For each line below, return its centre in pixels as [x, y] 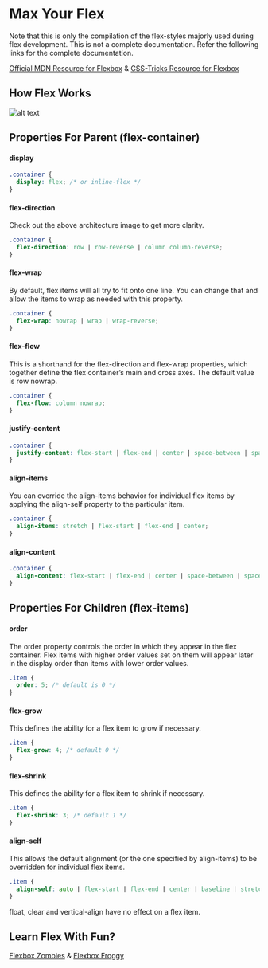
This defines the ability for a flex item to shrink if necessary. [107, 794]
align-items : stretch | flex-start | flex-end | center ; [113, 527]
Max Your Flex [57, 14]
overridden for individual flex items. [67, 867]
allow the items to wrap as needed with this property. [96, 299]
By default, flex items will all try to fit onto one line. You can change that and [134, 290]
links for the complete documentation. [71, 53]
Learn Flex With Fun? [62, 937]
